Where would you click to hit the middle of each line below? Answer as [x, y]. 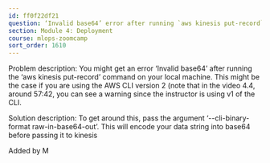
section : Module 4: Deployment [61, 31]
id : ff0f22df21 [34, 16]
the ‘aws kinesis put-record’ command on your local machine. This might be [134, 77]
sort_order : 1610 [37, 46]
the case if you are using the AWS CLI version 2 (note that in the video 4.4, [132, 86]
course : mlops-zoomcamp [48, 38]
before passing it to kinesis [53, 135]
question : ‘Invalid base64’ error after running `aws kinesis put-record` [136, 23]
